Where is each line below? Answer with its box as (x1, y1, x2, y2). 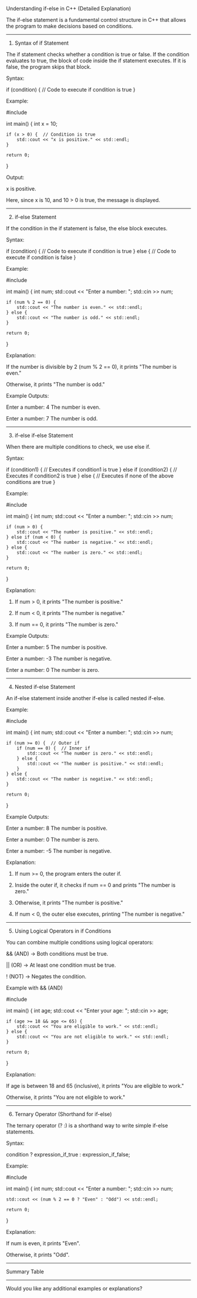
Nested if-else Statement (14, 684, 76, 690)
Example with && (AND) (6, 984, 63, 991)
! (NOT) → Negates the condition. (6, 973, 87, 980)
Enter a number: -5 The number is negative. (6, 848, 112, 854)
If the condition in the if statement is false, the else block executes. (6, 225, 168, 231)
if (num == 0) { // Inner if (16, 745, 91, 751)
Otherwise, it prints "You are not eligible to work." (6, 1094, 125, 1101)
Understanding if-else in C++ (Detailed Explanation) (6, 5, 131, 12)
